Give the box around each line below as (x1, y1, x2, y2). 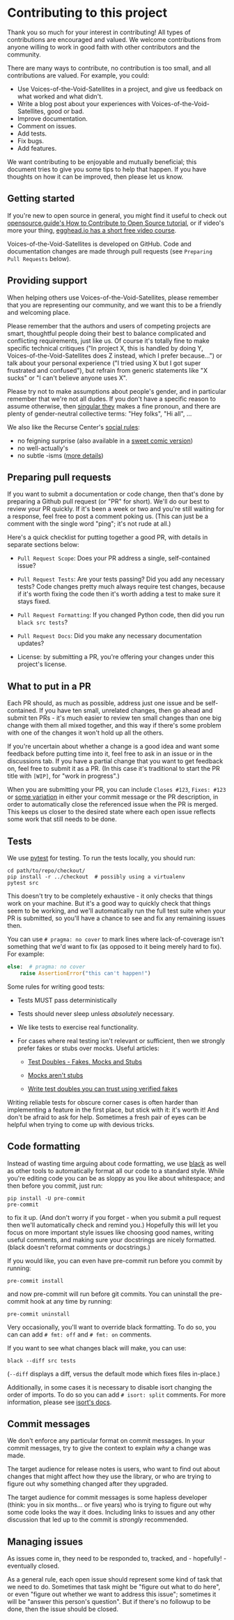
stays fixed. (17, 597, 51, 605)
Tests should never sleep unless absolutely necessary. (17, 1009, 175, 1017)
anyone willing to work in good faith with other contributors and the (7, 43, 201, 51)
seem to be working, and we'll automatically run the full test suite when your (7, 906, 226, 915)
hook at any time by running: (30, 1297, 113, 1305)
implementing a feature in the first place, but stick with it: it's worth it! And (7, 1105, 219, 1114)
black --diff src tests (7, 1357, 77, 1364)
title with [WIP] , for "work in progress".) (7, 772, 120, 780)
